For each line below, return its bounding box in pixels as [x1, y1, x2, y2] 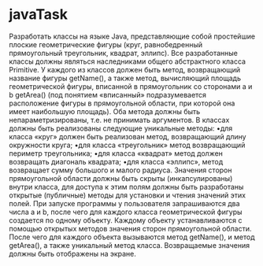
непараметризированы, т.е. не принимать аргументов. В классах [9, 115, 230, 124]
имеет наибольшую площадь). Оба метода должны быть [9, 106, 201, 116]
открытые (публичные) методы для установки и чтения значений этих [9, 190, 246, 200]
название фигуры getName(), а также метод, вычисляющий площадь [9, 73, 242, 83]
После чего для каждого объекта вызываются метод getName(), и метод [9, 232, 255, 242]
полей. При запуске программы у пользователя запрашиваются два [9, 198, 240, 208]
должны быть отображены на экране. [9, 249, 137, 258]
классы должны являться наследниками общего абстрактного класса [9, 57, 246, 66]
